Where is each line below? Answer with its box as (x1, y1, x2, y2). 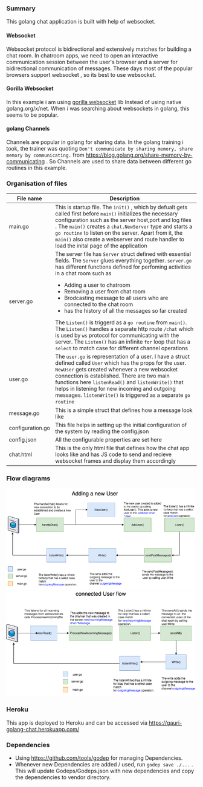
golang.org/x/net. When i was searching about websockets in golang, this (6, 105, 190, 112)
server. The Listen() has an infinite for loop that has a (55, 338, 190, 345)
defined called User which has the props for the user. (55, 359, 187, 367)
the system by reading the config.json (55, 428, 149, 435)
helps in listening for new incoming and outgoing (55, 385, 176, 393)
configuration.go (8, 425, 50, 432)
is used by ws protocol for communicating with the (55, 331, 179, 339)
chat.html (8, 451, 32, 458)
